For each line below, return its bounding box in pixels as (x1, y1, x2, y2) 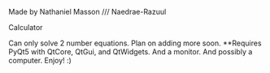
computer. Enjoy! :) (8, 56, 72, 65)
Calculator (8, 23, 43, 32)
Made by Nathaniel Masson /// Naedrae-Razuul (8, 7, 167, 16)
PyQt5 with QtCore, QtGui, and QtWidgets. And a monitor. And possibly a (8, 47, 253, 56)
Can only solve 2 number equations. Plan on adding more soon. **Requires (8, 38, 262, 48)
